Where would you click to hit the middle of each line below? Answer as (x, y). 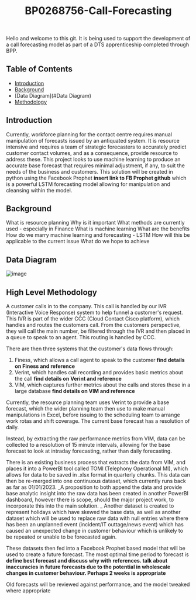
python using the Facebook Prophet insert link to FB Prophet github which (96, 178)
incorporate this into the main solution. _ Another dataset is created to (90, 506)
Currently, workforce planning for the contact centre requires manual (89, 134)
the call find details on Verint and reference (68, 379)
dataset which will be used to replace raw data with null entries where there (97, 518)
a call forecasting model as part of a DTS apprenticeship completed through (97, 44)
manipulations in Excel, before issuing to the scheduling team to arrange (93, 415)
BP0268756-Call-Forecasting (98, 11)
